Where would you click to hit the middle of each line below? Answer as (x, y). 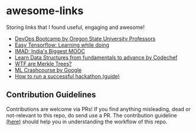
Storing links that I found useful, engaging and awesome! (76, 27)
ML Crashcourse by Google (48, 70)
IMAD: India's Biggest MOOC (50, 51)
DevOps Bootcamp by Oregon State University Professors (85, 38)
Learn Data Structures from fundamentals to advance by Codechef (96, 57)
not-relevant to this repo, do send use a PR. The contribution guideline (92, 115)
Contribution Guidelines (51, 95)
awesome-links (45, 11)
